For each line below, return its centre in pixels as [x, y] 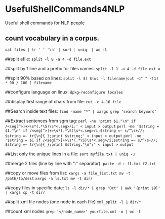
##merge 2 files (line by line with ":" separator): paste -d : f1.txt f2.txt [81, 163]
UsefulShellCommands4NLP [65, 9]
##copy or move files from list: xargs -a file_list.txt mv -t [68, 173]
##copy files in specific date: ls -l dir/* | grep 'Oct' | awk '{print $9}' [83, 188]
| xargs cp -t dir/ [25, 192]
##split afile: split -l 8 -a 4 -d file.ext [48, 59]
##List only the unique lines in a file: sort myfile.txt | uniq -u [70, 154]
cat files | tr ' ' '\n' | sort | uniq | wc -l [56, 50]
